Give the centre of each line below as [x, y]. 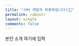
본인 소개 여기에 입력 [25, 38]
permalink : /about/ [25, 14]
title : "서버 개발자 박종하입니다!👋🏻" [40, 10]
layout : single [21, 19]
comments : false [22, 24]
